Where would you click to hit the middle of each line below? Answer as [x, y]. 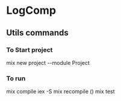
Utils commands [38, 33]
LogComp [31, 11]
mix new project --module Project [48, 63]
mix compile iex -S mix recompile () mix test [61, 91]
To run [16, 78]
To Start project [29, 50]
